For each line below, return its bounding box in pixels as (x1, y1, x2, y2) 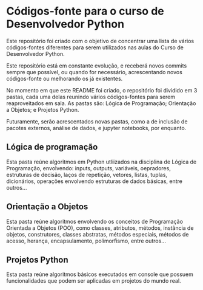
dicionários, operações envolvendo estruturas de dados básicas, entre (6, 178, 183, 185)
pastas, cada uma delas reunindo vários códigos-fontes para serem (6, 93, 176, 100)
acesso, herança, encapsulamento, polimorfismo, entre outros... (6, 237, 167, 244)
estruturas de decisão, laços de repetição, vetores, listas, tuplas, (6, 171, 168, 178)
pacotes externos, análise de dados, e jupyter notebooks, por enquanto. (6, 124, 187, 131)
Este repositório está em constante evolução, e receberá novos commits (6, 62, 187, 69)
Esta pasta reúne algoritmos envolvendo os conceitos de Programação (6, 218, 184, 225)
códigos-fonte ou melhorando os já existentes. (6, 75, 123, 82)
